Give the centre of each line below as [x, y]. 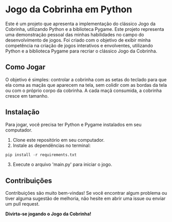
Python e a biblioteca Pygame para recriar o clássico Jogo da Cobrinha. [81, 51]
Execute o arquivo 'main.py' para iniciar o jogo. [62, 164]
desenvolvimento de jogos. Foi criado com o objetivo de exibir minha [78, 40]
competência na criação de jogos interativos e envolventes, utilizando [79, 45]
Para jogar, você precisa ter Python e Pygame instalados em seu [73, 124]
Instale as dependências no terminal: [52, 145]
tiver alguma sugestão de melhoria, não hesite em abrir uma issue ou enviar [85, 198]
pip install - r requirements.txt [41, 155]
